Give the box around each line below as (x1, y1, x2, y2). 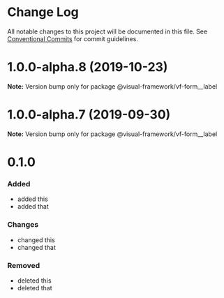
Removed (7, 260, 40, 270)
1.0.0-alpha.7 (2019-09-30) (7, 107, 171, 123)
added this (17, 195, 49, 203)
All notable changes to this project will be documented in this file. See (7, 27, 208, 36)
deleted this (17, 276, 52, 285)
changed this (17, 235, 56, 244)
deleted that (17, 283, 52, 292)
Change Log (7, 4, 79, 20)
